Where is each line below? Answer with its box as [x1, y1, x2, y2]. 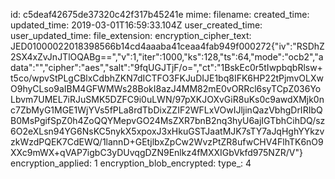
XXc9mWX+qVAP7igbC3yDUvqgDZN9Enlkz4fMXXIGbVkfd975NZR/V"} [10, 147, 303, 158]
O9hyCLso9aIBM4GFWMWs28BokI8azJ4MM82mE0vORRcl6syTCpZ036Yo [10, 83, 322, 94]
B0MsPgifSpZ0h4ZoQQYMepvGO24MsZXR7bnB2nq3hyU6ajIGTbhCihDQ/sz [10, 115, 326, 126]
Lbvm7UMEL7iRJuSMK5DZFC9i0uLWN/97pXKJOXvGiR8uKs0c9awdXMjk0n [10, 94, 325, 105]
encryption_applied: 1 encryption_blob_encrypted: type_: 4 [10, 157, 252, 169]
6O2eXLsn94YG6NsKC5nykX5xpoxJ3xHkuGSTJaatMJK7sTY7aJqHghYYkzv [10, 125, 325, 137]
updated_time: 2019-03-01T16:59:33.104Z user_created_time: [10, 19, 263, 31]
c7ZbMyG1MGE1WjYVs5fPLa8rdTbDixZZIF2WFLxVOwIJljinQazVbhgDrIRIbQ [10, 104, 323, 116]
